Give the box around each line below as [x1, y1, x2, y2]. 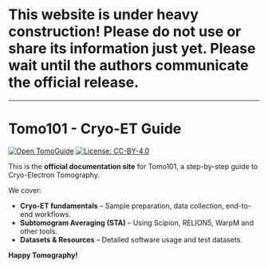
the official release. [8, 73, 140, 92]
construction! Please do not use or [8, 22, 242, 41]
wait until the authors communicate [8, 57, 249, 75]
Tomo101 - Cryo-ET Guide [8, 120, 182, 138]
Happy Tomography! [8, 250, 78, 260]
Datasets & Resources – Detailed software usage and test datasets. [19, 235, 243, 244]
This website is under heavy [8, 6, 199, 24]
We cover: [8, 185, 42, 195]
